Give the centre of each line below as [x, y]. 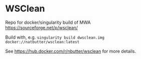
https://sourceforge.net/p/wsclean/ [42, 27]
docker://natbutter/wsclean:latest [42, 42]
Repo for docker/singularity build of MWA [48, 22]
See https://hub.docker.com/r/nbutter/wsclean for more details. [71, 51]
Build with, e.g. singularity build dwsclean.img [55, 37]
